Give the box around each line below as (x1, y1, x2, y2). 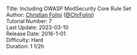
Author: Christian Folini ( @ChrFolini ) (6, 11, 94, 18)
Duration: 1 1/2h (6, 43, 45, 50)
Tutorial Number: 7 (6, 18, 52, 24)
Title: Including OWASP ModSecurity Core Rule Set (6, 5, 131, 12)
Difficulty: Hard (6, 37, 43, 43)
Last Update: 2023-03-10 (6, 24, 69, 31)
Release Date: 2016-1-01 (6, 30, 66, 37)
